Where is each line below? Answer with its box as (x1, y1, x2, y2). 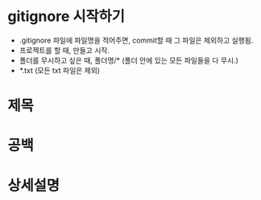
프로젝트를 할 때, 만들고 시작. (19, 45, 110, 55)
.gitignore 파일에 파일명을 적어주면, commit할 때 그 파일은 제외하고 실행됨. (19, 35, 254, 45)
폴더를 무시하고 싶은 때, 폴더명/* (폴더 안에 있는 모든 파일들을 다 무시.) (19, 55, 239, 65)
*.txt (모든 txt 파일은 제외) (19, 65, 101, 75)
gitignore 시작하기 (7, 7, 126, 26)
